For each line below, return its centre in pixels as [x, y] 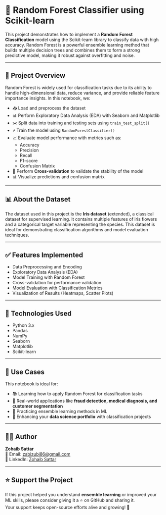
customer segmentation [38, 406]
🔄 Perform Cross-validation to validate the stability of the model [78, 171]
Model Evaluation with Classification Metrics [57, 288]
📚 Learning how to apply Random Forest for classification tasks [77, 394]
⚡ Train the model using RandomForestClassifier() [63, 130]
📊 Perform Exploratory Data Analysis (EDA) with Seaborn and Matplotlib [86, 115]
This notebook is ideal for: [32, 384]
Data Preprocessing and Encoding [47, 267]
